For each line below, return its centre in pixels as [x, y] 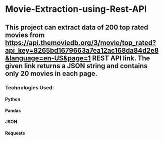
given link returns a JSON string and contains [76, 66]
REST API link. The [121, 58]
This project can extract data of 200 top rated [77, 27]
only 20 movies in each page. [51, 73]
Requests [15, 133]
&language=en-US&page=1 [48, 58]
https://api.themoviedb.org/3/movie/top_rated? [81, 43]
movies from [25, 35]
